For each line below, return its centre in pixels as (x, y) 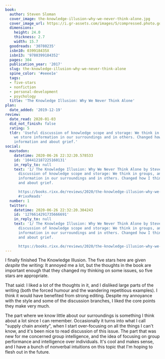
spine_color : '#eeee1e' (34, 74)
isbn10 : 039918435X (29, 51)
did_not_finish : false (33, 124)
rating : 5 (19, 128)
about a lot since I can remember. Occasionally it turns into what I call (75, 321)
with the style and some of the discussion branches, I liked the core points (80, 301)
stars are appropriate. (27, 276)
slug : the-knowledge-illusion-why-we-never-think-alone (68, 69)
